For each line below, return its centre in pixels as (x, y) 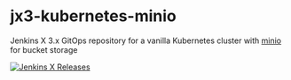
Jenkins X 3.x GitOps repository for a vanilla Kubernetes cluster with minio (146, 40)
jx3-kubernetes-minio (93, 16)
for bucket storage (44, 49)
